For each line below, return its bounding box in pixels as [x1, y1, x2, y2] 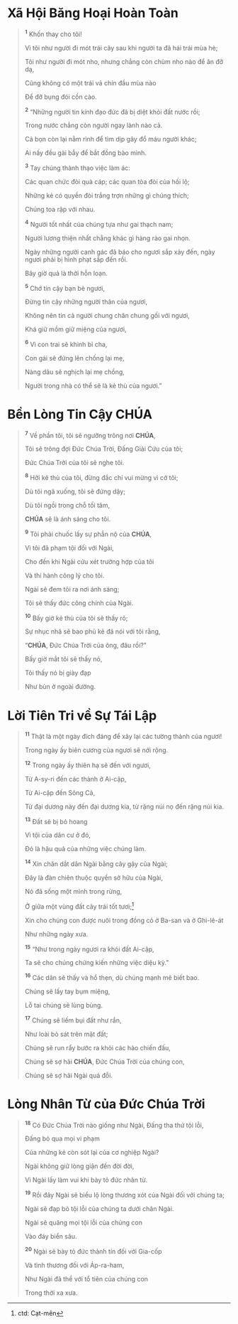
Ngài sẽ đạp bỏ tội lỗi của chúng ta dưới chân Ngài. [24, 1204, 174, 1213]
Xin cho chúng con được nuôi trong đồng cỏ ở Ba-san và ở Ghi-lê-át [24, 916, 224, 924]
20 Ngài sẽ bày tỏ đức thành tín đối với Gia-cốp [24, 1246, 162, 1256]
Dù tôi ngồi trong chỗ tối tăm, [24, 501, 110, 510]
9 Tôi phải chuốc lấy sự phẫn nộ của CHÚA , [24, 528, 152, 538]
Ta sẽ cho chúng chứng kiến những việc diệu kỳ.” [24, 959, 169, 967]
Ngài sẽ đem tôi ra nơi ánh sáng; [24, 584, 120, 593]
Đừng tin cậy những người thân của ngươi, [24, 297, 147, 306]
